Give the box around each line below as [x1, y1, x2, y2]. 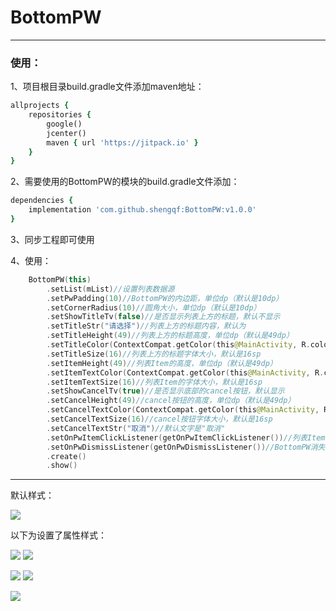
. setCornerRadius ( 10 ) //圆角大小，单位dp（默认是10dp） [46, 302, 262, 313]
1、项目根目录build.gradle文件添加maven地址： [10, 81, 205, 93]
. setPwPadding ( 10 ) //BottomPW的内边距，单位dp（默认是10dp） [46, 293, 284, 303]
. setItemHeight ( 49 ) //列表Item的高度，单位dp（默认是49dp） [46, 358, 278, 368]
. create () [46, 451, 87, 461]
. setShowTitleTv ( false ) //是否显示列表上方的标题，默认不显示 [46, 312, 281, 322]
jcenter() [46, 128, 87, 138]
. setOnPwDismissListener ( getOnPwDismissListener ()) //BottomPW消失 [46, 442, 326, 452]
